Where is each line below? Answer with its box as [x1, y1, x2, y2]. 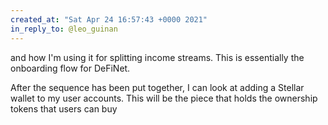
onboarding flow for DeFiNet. [10, 62, 131, 74]
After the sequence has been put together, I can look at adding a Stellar [10, 81, 305, 93]
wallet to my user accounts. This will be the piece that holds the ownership [10, 92, 318, 104]
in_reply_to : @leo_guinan [10, 24, 118, 34]
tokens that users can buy [10, 102, 118, 115]
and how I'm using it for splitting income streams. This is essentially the [10, 51, 305, 63]
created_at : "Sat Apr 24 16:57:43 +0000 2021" [10, 14, 208, 25]
